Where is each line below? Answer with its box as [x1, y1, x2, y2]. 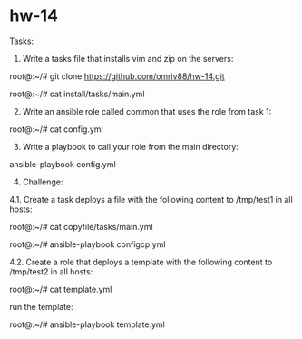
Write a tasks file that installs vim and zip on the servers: [22, 53, 234, 64]
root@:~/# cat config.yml [9, 124, 103, 135]
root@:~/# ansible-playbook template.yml [9, 319, 165, 330]
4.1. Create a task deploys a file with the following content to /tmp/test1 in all [9, 194, 293, 204]
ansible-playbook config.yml [9, 158, 116, 169]
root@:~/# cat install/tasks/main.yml [9, 88, 145, 99]
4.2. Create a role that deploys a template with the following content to [9, 256, 273, 267]
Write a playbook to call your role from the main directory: [22, 141, 239, 152]
